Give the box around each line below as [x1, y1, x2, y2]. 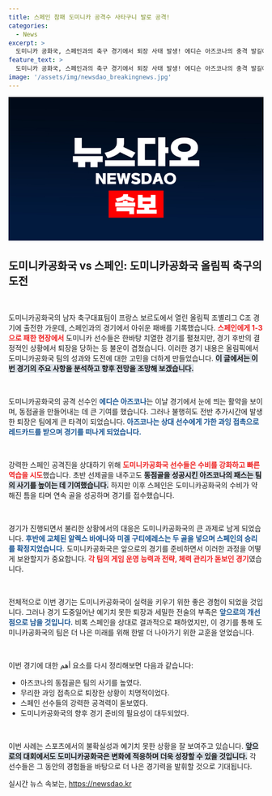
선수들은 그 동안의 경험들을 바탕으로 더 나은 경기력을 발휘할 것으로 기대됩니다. [8, 762, 253, 772]
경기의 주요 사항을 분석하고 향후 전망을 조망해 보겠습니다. [16, 364, 194, 374]
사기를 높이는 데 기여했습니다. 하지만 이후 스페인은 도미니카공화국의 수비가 [16, 480, 249, 491]
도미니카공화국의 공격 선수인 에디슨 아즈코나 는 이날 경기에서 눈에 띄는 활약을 [8, 396, 249, 406]
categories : [8, 21, 49, 30]
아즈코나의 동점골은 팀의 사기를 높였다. [19, 678, 142, 688]
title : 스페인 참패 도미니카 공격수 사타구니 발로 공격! [8, 13, 171, 21]
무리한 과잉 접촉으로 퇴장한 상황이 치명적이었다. [19, 688, 170, 698]
